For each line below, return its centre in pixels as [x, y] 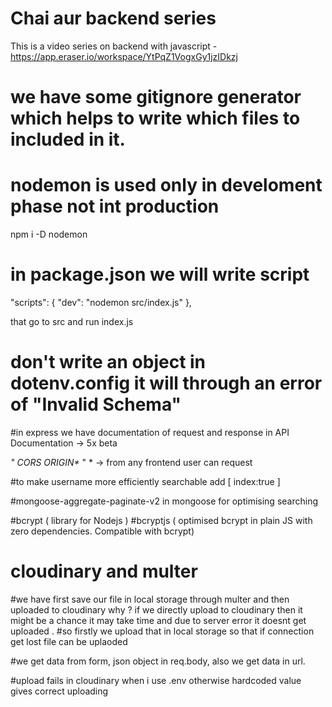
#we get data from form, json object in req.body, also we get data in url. [158, 661]
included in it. [68, 139]
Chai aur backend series [113, 18]
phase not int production [115, 206]
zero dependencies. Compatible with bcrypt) [102, 531]
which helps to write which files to [155, 118]
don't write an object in [108, 362]
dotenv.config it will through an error [166, 383]
